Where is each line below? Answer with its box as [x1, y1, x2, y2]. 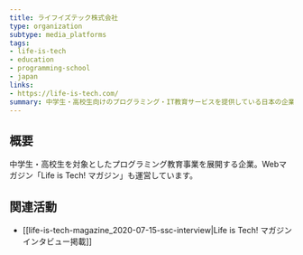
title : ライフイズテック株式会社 [9, 13, 119, 23]
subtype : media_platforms [9, 30, 106, 39]
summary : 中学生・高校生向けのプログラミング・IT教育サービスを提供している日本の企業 [9, 97, 296, 107]
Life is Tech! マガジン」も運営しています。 [40, 170, 198, 181]
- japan [9, 72, 39, 81]
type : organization [9, 22, 83, 31]
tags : [9, 38, 30, 48]
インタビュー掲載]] [22, 236, 93, 247]
